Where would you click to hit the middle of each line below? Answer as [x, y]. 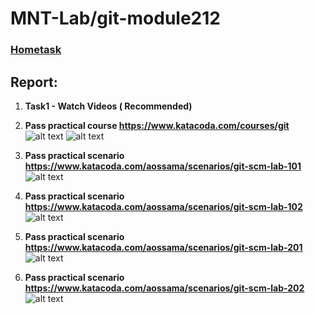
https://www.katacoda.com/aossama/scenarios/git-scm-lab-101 [163, 166]
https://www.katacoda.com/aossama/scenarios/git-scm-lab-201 [163, 247]
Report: [34, 82]
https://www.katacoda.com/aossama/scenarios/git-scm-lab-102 [163, 206]
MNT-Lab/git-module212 [115, 18]
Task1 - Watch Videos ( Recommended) [108, 106]
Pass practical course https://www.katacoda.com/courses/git [157, 125]
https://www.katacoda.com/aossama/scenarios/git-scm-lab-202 [164, 288]
